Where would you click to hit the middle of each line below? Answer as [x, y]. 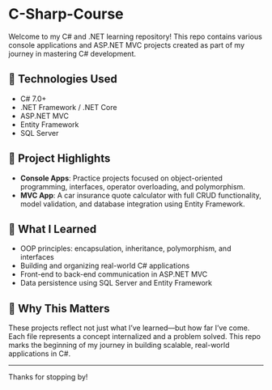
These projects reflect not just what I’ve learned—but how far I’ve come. [129, 328]
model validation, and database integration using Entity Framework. [132, 204]
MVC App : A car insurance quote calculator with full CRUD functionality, [140, 195]
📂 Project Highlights [59, 159]
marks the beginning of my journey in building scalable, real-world [119, 345]
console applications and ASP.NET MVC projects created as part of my [127, 45]
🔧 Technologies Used [63, 79]
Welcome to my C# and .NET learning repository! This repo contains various [136, 36]
